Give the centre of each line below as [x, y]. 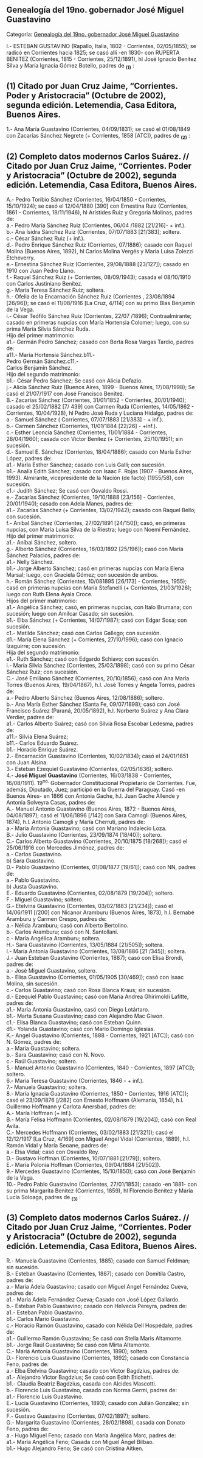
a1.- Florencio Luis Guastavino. [45, 1396]
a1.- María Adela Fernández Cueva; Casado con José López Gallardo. [93, 1300]
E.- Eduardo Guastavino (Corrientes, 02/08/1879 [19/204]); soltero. [90, 893]
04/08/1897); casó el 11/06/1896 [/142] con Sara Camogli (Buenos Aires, [97, 815]
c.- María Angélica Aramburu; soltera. [53, 938]
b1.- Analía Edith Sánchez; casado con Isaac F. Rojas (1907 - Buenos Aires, [100, 471]
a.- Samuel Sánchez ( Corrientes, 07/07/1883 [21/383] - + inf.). [85, 420]
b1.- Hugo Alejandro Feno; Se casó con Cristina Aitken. [75, 1448]
